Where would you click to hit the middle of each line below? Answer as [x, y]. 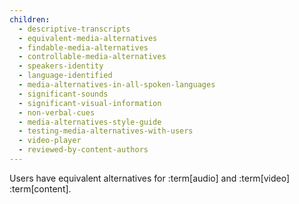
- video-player [50, 141]
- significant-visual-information [90, 103]
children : [30, 19]
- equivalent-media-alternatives [88, 38]
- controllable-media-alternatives [92, 57]
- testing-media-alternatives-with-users [106, 131]
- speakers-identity [61, 66]
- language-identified [65, 76]
